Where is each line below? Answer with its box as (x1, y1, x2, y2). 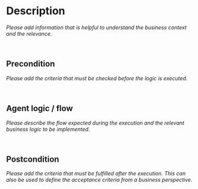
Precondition (6, 59, 55, 69)
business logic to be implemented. (6, 125, 90, 133)
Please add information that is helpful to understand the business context (6, 24, 187, 31)
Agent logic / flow (6, 103, 73, 114)
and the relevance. (6, 30, 52, 37)
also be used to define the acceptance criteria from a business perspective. (6, 177, 193, 184)
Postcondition (6, 154, 59, 164)
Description (6, 4, 65, 18)
